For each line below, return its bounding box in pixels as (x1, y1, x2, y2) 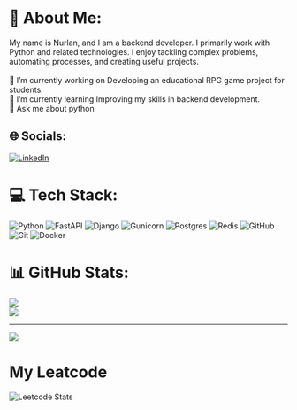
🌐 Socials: (9, 128, 67, 144)
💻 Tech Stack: (9, 185, 118, 205)
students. (9, 84, 44, 95)
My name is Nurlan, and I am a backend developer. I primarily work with (9, 37, 270, 48)
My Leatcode (9, 362, 108, 382)
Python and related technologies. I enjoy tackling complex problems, (9, 46, 259, 57)
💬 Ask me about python (9, 103, 95, 113)
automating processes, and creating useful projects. (9, 56, 199, 66)
